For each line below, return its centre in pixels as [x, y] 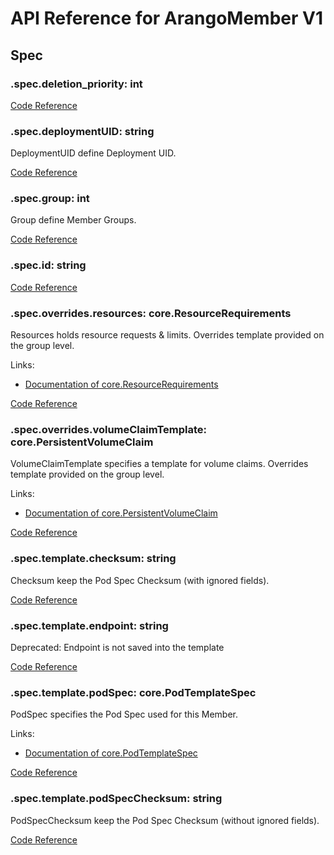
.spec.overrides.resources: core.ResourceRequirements [151, 313]
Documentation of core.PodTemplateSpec [111, 753]
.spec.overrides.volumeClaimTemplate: [109, 429]
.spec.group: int [50, 199]
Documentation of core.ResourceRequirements [121, 384]
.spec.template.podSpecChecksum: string [116, 799]
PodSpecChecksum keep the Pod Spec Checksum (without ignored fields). [165, 820]
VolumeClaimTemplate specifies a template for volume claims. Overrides [159, 464]
